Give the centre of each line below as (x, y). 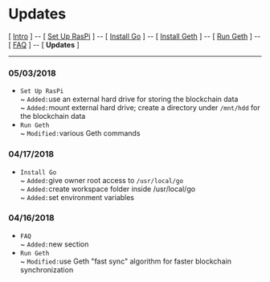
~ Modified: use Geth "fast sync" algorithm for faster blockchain (125, 261)
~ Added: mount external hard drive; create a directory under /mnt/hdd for (140, 108)
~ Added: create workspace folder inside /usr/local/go (107, 189)
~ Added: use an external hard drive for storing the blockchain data (129, 99)
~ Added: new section (54, 244)
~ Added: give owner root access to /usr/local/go (101, 180)
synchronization (47, 269)
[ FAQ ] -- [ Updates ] (44, 44)
